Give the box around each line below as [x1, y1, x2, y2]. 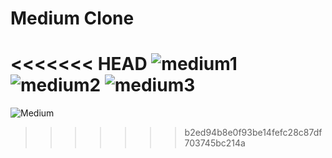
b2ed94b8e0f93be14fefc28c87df [184, 127, 323, 139]
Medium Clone [10, 7, 135, 30]
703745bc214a [184, 137, 246, 149]
